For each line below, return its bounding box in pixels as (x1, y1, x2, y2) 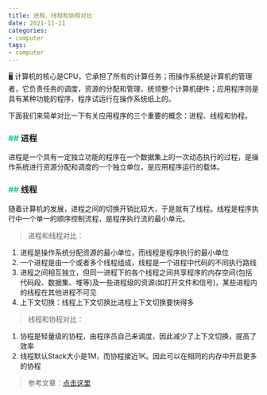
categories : (8, 26, 48, 34)
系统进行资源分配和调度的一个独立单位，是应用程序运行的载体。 (14, 162, 224, 172)
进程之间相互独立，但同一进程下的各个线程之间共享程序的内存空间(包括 (19, 268, 253, 277)
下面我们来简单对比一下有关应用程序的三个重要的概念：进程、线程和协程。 (8, 111, 252, 120)
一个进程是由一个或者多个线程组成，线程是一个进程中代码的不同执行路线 (19, 257, 257, 267)
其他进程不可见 (47, 287, 97, 297)
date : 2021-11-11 (8, 19, 66, 27)
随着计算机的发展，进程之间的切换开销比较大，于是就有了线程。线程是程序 (8, 204, 252, 213)
